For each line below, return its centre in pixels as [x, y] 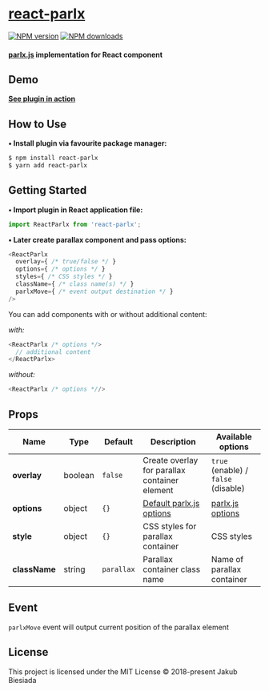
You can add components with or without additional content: [108, 314]
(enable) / [229, 471]
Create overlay [171, 460]
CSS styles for [170, 527]
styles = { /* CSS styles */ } [64, 277]
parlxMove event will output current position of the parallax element [119, 627]
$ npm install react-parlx [53, 158]
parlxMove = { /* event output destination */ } [94, 291]
